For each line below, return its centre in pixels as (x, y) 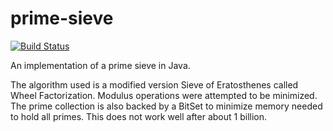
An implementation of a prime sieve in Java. (100, 65)
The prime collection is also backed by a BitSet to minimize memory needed (166, 106)
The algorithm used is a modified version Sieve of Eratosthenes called (154, 84)
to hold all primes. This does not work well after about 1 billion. (139, 116)
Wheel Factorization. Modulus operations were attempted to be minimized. (164, 95)
